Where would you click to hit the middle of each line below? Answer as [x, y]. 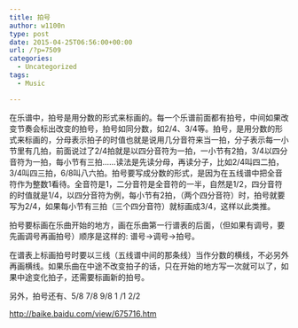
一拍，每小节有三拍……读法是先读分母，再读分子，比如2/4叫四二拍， [158, 161]
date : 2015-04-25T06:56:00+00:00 [71, 42]
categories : [31, 59]
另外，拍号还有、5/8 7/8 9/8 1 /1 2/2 [75, 296]
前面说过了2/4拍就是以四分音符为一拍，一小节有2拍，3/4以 [164, 151]
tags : [19, 75]
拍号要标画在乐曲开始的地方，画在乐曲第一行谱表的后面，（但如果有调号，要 [147, 225]
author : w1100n [37, 26]
